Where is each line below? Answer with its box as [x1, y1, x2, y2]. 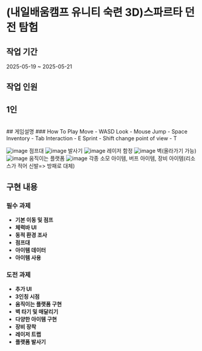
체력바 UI [15, 224, 37, 231]
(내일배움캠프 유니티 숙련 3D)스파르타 [6, 5, 183, 19]
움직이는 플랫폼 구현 [15, 300, 62, 308]
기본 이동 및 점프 [15, 216, 53, 224]
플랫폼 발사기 [15, 338, 47, 346]
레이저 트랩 [15, 330, 41, 338]
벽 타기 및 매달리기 [15, 308, 59, 315]
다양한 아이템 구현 [15, 315, 57, 323]
